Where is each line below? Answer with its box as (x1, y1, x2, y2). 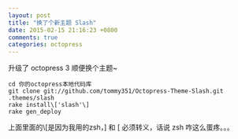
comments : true (8, 33, 58, 42)
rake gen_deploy (8, 108, 61, 116)
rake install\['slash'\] (8, 101, 90, 109)
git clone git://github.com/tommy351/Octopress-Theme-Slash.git (8, 87, 224, 95)
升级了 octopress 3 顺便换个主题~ (8, 64, 118, 73)
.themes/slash (8, 94, 55, 102)
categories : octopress (8, 41, 83, 49)
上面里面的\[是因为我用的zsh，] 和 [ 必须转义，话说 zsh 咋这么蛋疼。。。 (8, 123, 234, 132)
